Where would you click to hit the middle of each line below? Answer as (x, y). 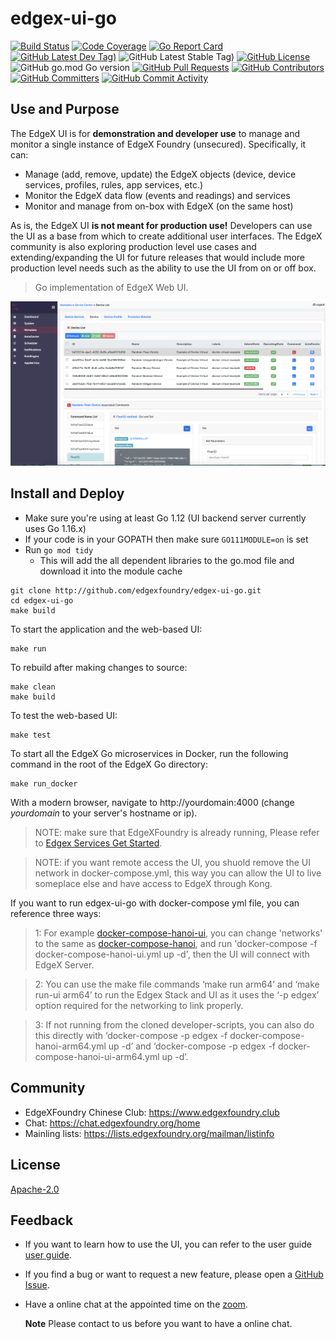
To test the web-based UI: (64, 715)
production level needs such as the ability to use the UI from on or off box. (163, 268)
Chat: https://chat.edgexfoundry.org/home (112, 1123)
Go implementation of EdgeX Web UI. (111, 287)
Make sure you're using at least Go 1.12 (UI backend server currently (165, 518)
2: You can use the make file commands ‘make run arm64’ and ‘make (177, 984)
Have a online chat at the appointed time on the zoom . (136, 1304)
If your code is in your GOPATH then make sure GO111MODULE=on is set (166, 539)
